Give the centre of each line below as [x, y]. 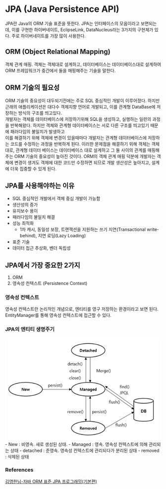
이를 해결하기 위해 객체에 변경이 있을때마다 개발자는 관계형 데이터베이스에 [76, 138]
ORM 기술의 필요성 [32, 88]
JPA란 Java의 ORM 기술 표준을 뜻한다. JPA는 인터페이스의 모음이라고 [72, 23]
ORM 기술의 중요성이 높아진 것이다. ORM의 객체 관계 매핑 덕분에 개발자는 [85, 156]
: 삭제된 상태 [17, 457]
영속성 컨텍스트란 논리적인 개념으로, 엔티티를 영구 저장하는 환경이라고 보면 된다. [82, 309]
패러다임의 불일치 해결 [34, 217]
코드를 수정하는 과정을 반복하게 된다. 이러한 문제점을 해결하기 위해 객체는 [80, 144]
